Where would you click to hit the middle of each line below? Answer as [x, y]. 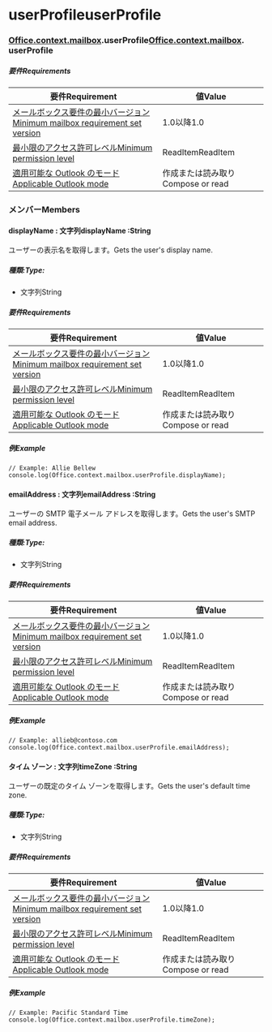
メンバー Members [45, 210]
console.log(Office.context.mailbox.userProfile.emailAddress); [119, 748]
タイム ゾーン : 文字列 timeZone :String [73, 766]
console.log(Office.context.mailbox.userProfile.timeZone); [112, 1020]
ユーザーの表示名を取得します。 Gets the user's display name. [110, 250]
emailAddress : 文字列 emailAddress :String [82, 494]
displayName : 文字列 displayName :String [80, 230]
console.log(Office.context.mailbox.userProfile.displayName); [117, 475]
